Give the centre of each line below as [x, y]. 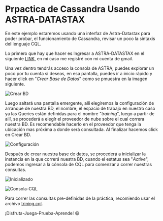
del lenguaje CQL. [23, 44]
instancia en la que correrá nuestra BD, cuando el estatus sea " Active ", [77, 159]
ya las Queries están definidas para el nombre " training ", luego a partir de [80, 113]
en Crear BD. [18, 134]
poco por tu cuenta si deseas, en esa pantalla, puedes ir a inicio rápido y [79, 73]
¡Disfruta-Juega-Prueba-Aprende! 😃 [42, 213]
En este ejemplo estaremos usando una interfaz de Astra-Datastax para [78, 33]
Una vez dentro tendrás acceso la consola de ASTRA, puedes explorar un [80, 68]
